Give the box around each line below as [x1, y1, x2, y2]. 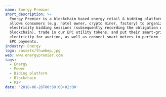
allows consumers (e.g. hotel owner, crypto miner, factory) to [9, 21, 145, 26]
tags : [5, 57, 16, 62]
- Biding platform [9, 71, 48, 76]
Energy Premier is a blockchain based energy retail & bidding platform [9, 16, 163, 21]
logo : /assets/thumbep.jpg [5, 48, 61, 53]
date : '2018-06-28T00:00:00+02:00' [5, 84, 79, 90]
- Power [9, 67, 26, 72]
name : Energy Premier [5, 7, 50, 12]
